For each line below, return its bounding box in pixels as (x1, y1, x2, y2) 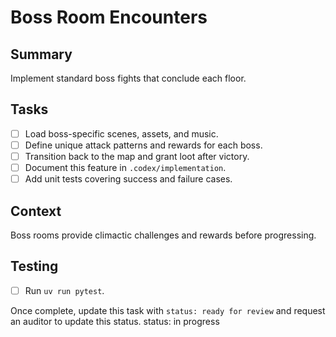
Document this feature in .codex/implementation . (24, 162, 227, 173)
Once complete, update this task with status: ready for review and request (10, 304, 326, 316)
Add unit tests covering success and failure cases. (24, 173, 233, 185)
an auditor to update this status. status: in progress (10, 315, 220, 327)
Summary (10, 46, 73, 63)
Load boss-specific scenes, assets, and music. (24, 127, 219, 140)
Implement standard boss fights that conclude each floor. (10, 72, 247, 84)
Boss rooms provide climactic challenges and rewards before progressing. (10, 229, 317, 241)
